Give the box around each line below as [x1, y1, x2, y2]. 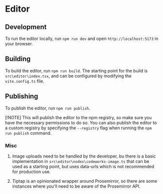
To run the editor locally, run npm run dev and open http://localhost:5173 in [5, 35, 159, 41]
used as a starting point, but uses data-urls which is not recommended [12, 163, 154, 169]
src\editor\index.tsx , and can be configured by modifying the [5, 73, 132, 79]
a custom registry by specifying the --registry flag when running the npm [5, 125, 152, 131]
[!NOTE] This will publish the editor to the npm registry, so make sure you [5, 114, 152, 120]
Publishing [5, 92, 38, 101]
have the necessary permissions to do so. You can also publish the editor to [5, 120, 157, 125]
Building [5, 55, 31, 63]
